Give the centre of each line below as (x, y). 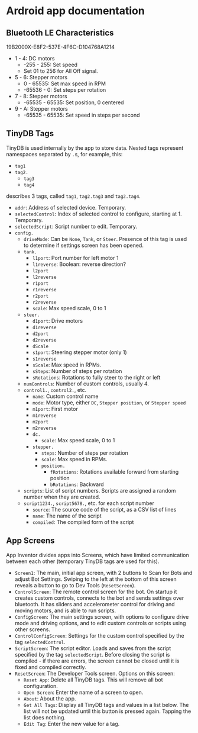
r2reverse (44, 302)
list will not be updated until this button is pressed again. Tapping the (107, 711)
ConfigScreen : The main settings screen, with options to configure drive (102, 616)
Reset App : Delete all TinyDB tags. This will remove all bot (93, 680)
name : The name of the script (67, 516)
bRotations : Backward (77, 484)
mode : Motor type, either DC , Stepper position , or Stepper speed (109, 402)
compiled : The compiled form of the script (83, 522)
